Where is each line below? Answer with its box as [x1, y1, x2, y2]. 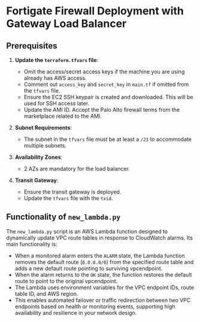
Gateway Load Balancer [6, 17, 127, 30]
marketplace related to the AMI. [23, 112, 102, 119]
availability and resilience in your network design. [14, 309, 137, 316]
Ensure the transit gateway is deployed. [23, 188, 122, 195]
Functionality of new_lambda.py [6, 212, 121, 222]
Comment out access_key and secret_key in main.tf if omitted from [23, 81, 189, 88]
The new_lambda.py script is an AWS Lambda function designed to [6, 228, 168, 235]
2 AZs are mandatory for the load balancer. [23, 165, 131, 172]
